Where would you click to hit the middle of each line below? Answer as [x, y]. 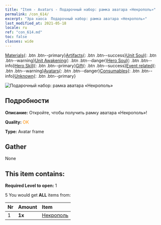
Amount [28, 207]
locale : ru [16, 28]
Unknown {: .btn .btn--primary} [45, 76]
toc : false [16, 37]
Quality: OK [17, 122]
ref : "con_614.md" [24, 32]
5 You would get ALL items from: [38, 195]
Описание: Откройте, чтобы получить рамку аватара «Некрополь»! [76, 112]
